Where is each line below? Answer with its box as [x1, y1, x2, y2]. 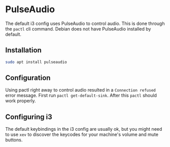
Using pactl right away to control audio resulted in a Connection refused [5, 87, 156, 93]
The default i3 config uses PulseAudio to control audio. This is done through [5, 20, 165, 26]
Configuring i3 [5, 112, 52, 121]
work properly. [5, 98, 36, 104]
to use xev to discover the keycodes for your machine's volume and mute [5, 131, 159, 138]
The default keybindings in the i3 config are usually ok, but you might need [5, 126, 162, 132]
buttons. [5, 137, 23, 143]
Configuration [5, 74, 51, 82]
